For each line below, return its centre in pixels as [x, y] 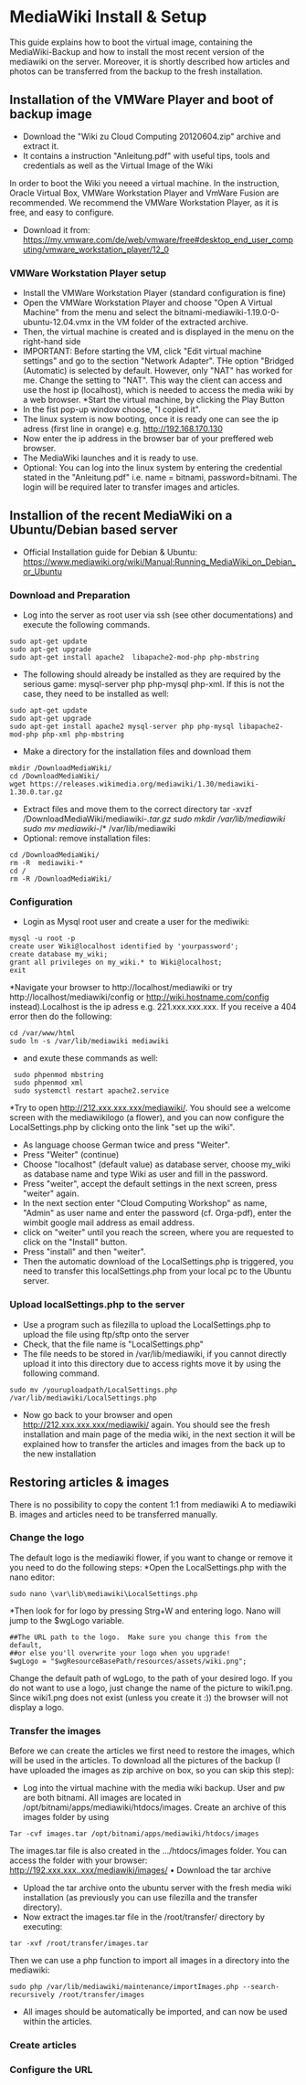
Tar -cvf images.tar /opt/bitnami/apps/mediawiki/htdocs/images [134, 1834]
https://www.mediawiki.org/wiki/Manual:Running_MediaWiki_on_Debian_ [159, 561]
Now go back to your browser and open [98, 1414]
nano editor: [32, 1577]
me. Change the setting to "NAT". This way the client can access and [153, 380]
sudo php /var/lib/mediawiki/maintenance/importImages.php [124, 1987]
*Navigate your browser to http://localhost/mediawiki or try [121, 988]
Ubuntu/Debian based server [94, 530]
